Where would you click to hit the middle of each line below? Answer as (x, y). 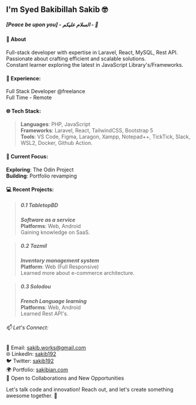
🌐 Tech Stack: (23, 111)
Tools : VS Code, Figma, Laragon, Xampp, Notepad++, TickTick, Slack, (105, 137)
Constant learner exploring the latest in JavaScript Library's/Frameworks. (95, 64)
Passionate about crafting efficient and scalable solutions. (76, 59)
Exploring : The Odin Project (40, 169)
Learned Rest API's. (44, 314)
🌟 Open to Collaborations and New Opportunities (65, 378)
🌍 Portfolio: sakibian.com (37, 370)
